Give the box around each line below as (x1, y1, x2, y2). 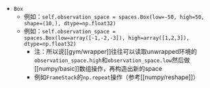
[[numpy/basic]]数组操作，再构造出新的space (34, 65, 163, 72)
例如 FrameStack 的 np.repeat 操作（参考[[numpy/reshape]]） (34, 73, 200, 81)
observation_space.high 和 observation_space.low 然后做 (34, 56, 190, 64)
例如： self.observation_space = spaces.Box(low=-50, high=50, (23, 12, 205, 20)
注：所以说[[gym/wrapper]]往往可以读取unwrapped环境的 (34, 48, 197, 55)
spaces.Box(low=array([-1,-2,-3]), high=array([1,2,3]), (23, 35, 190, 42)
